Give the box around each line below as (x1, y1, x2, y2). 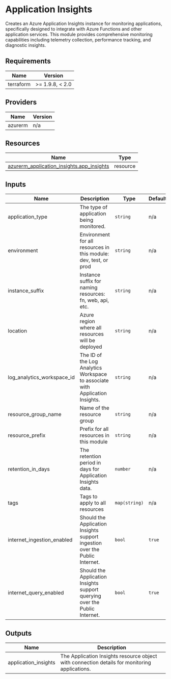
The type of (79, 204, 108, 211)
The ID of (79, 352, 102, 359)
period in (79, 459, 101, 466)
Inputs (5, 180, 26, 189)
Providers (5, 98, 37, 107)
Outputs (5, 629, 32, 638)
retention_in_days (8, 465, 50, 473)
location (8, 327, 27, 334)
